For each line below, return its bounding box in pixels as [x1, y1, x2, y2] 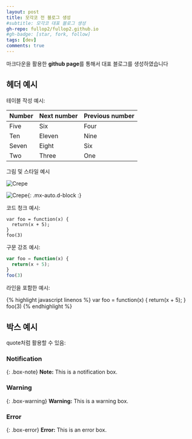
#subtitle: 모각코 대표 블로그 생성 [6, 20, 86, 26]
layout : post [6, 8, 39, 15]
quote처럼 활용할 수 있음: [6, 339, 66, 346]
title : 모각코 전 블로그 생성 [6, 15, 71, 21]
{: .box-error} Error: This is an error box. [6, 426, 107, 434]
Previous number [84, 112, 134, 120]
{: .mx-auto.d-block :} [27, 192, 82, 199]
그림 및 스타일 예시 [6, 167, 50, 175]
